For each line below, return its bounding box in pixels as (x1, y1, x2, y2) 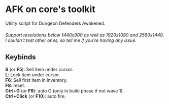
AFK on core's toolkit (5, 4, 95, 15)
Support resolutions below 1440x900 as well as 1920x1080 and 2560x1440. (5, 32, 164, 38)
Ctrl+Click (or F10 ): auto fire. (5, 93, 66, 99)
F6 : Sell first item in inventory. (5, 77, 67, 83)
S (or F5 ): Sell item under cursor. (5, 66, 74, 72)
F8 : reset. (5, 82, 25, 88)
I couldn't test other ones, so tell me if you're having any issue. (5, 37, 137, 43)
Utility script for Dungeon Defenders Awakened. (5, 20, 106, 26)
